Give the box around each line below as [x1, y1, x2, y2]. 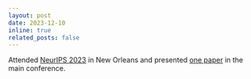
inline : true [8, 26, 52, 34]
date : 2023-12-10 [8, 19, 66, 27]
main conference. [8, 64, 66, 73]
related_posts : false [8, 33, 80, 42]
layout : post [8, 11, 52, 20]
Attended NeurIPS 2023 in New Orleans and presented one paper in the [8, 55, 244, 65]
